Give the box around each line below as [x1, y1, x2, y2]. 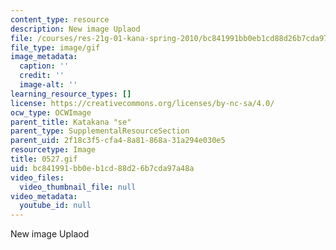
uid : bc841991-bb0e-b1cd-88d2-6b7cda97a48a [10, 163, 195, 173]
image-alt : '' [19, 80, 78, 90]
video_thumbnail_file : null [19, 182, 137, 192]
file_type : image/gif [10, 42, 101, 53]
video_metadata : [10, 191, 78, 201]
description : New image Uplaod [10, 24, 141, 34]
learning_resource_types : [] [10, 89, 132, 99]
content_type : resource [10, 14, 110, 25]
